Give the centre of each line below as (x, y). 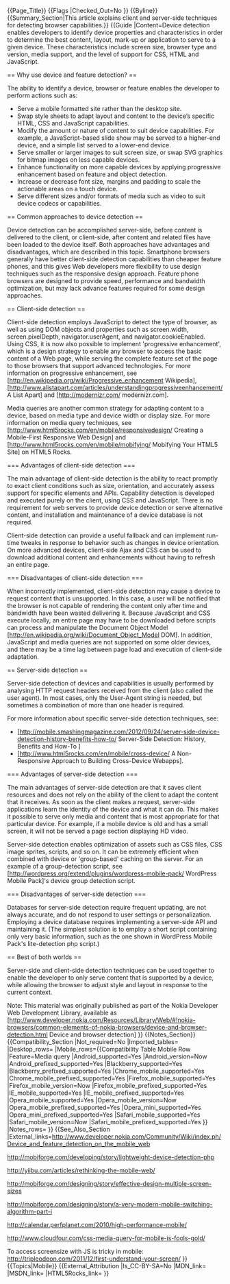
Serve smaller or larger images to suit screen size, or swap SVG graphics (120, 152)
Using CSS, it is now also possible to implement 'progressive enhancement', (114, 344)
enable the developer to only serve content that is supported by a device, (111, 978)
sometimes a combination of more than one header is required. (96, 705)
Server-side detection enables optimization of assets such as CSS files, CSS (115, 844)
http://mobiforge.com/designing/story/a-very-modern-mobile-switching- (110, 1204)
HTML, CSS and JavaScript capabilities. (73, 123)
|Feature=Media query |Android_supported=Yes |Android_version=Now (107, 1056)
